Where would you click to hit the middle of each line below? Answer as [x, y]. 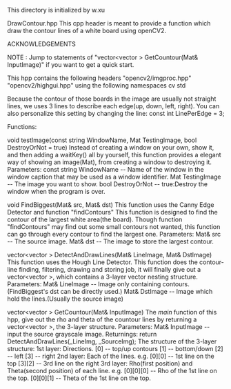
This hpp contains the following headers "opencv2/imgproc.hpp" [99, 78]
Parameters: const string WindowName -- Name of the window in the [106, 169]
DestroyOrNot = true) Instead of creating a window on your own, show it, [111, 147]
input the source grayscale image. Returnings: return [82, 334]
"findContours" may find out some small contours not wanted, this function [114, 227]
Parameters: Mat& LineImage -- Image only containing [84, 284]
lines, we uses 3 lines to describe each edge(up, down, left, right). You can [113, 106]
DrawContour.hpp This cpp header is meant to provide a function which [109, 23]
